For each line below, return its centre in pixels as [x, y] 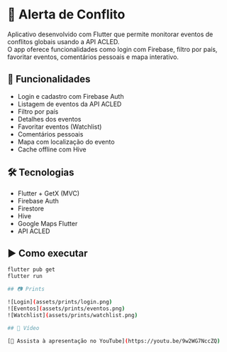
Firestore [31, 208]
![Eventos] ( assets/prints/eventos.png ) [66, 309]
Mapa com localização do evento [66, 142]
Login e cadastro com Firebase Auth [71, 96]
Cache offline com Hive [52, 149]
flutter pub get [31, 270]
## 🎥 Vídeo [23, 328]
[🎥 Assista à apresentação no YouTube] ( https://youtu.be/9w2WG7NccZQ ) [114, 341]
